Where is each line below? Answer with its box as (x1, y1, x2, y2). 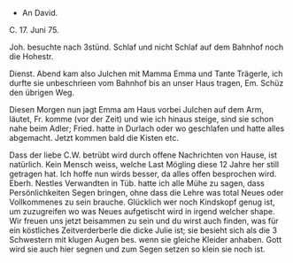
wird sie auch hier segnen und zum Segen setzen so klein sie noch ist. (9, 244, 266, 254)
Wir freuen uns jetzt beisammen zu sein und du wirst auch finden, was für (9, 216, 279, 226)
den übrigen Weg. (9, 88, 75, 97)
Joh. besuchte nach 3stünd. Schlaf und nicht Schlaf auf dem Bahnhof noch (9, 42, 284, 52)
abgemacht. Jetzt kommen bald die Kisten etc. (9, 133, 180, 143)
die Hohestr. (9, 51, 54, 61)
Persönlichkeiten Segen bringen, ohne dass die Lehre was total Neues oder (9, 188, 284, 197)
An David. (21, 8, 58, 18)
